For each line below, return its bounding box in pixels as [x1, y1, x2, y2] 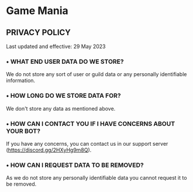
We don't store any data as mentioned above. [6, 105, 116, 112]
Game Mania [6, 4, 68, 18]
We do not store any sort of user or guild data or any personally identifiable [6, 71, 187, 78]
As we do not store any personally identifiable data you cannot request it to [6, 174, 187, 181]
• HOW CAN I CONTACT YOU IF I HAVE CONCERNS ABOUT [6, 119, 175, 128]
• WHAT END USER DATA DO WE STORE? [6, 57, 124, 66]
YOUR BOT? [6, 127, 41, 135]
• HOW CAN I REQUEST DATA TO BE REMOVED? [6, 161, 144, 169]
